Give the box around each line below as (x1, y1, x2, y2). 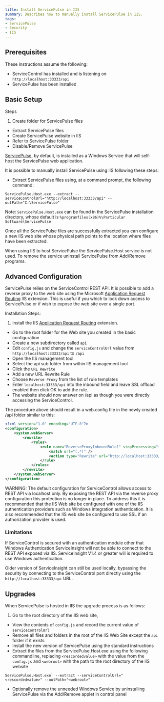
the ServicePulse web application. (15, 158, 84, 163)
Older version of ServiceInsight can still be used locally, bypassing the (5, 565, 146, 571)
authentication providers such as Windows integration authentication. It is (5, 506, 153, 512)
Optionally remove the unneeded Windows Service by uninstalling (12, 686, 145, 692)
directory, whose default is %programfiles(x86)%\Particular (5, 214, 125, 220)
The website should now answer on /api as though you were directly (12, 392, 150, 398)
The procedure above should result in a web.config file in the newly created (5, 407, 158, 413)
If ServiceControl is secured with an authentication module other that (5, 540, 144, 546)
